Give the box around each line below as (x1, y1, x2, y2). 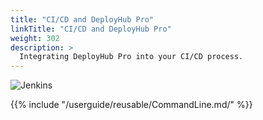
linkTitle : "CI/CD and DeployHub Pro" (10, 24, 172, 34)
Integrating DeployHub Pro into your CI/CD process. (19, 52, 244, 62)
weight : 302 (10, 33, 60, 43)
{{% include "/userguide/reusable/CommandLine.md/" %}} (10, 99, 253, 111)
